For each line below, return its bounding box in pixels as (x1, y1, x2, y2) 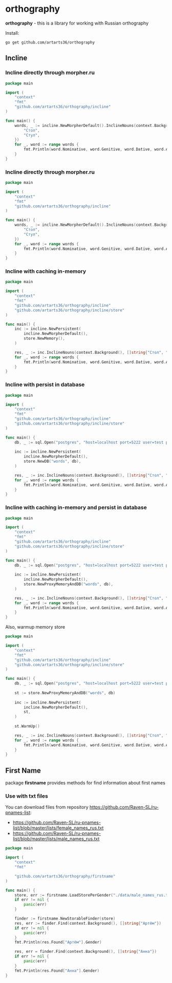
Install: (5, 30, 19, 36)
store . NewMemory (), (24, 336, 66, 341)
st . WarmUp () (14, 724, 40, 729)
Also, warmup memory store (5, 624, 66, 630)
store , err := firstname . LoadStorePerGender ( (14, 892, 114, 897)
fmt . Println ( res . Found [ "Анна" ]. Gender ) (14, 968, 100, 973)
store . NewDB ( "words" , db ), (24, 459, 81, 464)
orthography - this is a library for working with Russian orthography (5, 20, 149, 26)
